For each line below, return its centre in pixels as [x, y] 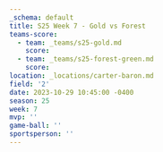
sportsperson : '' [42, 134]
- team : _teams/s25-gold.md [70, 42]
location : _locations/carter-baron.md [81, 76]
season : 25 [30, 101]
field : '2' [30, 84]
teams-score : [34, 34]
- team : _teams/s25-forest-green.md [86, 59]
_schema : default [42, 17]
